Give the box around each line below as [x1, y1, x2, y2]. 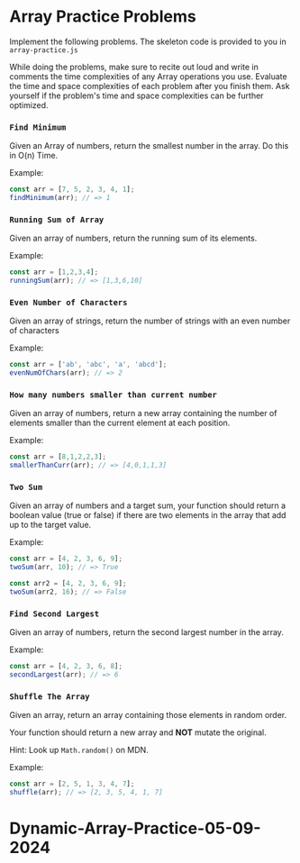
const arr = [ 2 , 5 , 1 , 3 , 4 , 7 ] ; [9, 779, 135, 789]
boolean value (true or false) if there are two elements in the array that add [9, 510, 286, 521]
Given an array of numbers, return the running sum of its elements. [9, 232, 258, 244]
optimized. [9, 99, 49, 110]
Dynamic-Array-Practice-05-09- [9, 818, 261, 839]
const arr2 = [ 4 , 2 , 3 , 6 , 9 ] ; [9, 579, 127, 588]
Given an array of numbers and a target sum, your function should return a [9, 500, 286, 511]
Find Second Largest [9, 608, 100, 619]
